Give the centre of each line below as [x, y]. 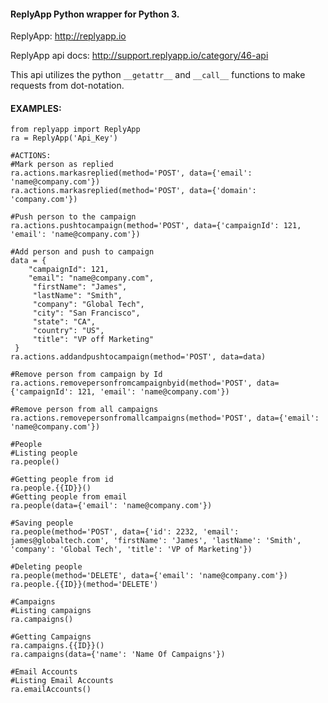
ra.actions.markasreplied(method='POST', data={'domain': [133, 191]
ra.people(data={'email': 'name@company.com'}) [111, 506]
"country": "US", [68, 331]
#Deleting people [46, 567]
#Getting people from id [62, 480]
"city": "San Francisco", [86, 313]
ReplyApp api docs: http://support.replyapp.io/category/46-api [139, 56]
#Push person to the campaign [73, 217]
